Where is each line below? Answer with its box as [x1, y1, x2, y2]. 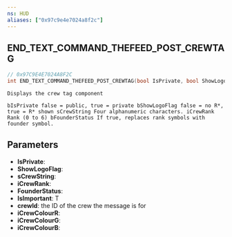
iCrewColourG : [17, 216, 61, 225]
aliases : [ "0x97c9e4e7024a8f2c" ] [7, 17, 104, 23]
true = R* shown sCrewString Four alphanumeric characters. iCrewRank [7, 108, 215, 115]
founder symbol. [7, 120, 54, 128]
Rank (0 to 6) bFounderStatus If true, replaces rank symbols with [7, 115, 206, 122]
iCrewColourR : [17, 209, 61, 217]
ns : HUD [7, 10, 30, 17]
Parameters [7, 139, 59, 151]
